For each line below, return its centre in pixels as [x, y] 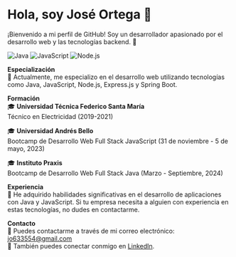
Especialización [31, 69]
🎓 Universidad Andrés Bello [50, 130]
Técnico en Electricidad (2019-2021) [60, 116]
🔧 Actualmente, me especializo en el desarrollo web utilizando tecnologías [116, 77]
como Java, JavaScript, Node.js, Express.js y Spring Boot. [92, 84]
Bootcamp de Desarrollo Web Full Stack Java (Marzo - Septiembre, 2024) [116, 173]
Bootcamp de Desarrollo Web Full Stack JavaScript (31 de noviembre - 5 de [118, 141]
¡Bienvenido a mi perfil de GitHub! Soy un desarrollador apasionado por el [115, 34]
